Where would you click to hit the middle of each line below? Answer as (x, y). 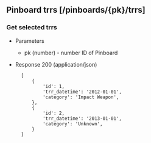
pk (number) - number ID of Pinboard (71, 53)
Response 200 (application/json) (56, 64)
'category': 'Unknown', (72, 124)
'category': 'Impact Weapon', (81, 97)
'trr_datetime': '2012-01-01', (82, 92)
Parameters (30, 41)
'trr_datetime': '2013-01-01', (82, 119)
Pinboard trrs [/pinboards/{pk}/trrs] (76, 10)
